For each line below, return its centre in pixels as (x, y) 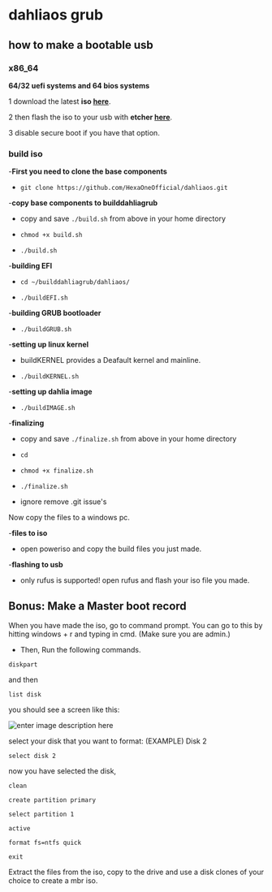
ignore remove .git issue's (63, 502)
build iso (26, 153)
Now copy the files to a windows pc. (69, 518)
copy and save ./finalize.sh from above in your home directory (128, 439)
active (19, 828)
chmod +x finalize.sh (56, 471)
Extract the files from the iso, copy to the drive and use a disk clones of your (136, 872)
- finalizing (26, 423)
